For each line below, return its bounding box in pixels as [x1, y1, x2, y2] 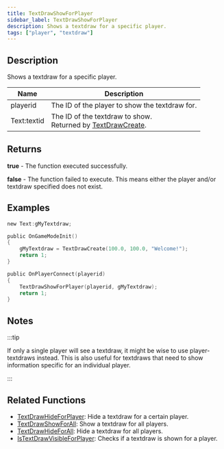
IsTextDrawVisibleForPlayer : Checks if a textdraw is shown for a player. [16, 434, 218, 442]
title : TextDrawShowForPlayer [7, 10, 94, 17]
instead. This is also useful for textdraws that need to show [36, 354, 203, 362]
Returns [7, 143, 42, 155]
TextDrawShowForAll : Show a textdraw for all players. [16, 420, 169, 428]
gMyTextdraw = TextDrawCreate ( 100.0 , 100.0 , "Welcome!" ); [19, 245, 188, 252]
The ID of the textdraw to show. [51, 112, 153, 121]
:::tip [7, 333, 20, 341]
